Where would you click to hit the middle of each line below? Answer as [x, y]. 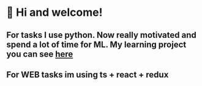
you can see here [40, 54]
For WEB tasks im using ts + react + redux [88, 75]
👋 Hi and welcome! [54, 13]
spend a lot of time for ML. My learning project [96, 44]
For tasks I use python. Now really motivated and [102, 35]
